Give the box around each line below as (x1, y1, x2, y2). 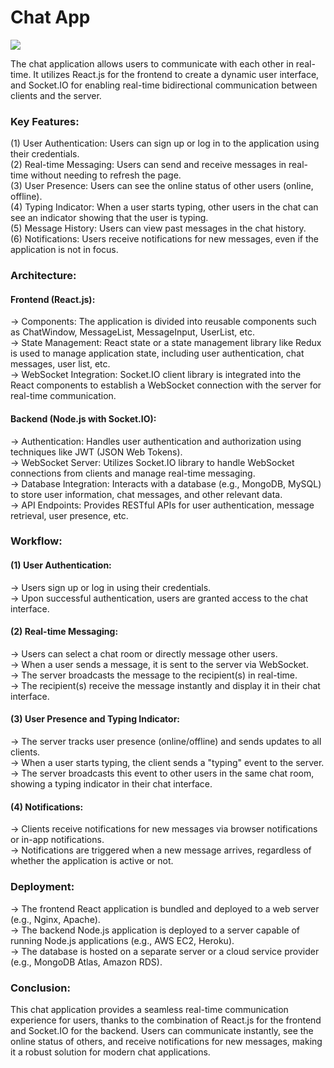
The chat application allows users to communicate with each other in (10, 57, 294, 70)
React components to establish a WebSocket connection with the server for (10, 379, 322, 391)
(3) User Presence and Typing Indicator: (10, 713, 181, 725)
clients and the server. (10, 89, 102, 101)
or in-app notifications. (10, 834, 105, 846)
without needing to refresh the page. (30, 169, 182, 181)
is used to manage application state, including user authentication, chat (10, 347, 305, 360)
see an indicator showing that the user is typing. (10, 212, 209, 224)
